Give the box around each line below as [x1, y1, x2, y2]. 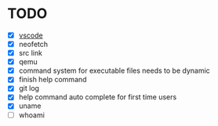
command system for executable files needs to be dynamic [18, 66, 211, 75]
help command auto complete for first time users [18, 92, 177, 102]
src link [18, 49, 42, 58]
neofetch [18, 40, 49, 49]
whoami [18, 110, 45, 120]
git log [18, 84, 40, 93]
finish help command [18, 75, 87, 85]
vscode [18, 31, 44, 40]
